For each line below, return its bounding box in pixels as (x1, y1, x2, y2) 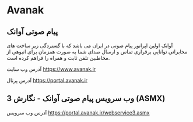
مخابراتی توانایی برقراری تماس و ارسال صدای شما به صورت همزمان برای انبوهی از (6, 48, 188, 55)
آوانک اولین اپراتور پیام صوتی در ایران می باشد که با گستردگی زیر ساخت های (6, 42, 173, 49)
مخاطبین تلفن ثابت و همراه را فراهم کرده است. (6, 55, 110, 61)
